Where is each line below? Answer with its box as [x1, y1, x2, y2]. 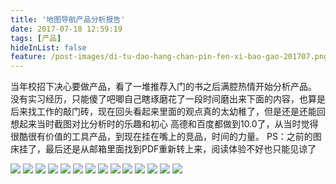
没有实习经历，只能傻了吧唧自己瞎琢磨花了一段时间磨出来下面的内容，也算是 [10, 93, 326, 105]
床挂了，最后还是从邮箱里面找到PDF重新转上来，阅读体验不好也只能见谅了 [10, 143, 317, 155]
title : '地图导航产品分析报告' [10, 14, 126, 25]
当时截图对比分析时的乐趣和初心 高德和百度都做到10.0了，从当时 [36, 118, 302, 130]
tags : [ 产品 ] [10, 33, 62, 43]
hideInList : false [10, 42, 87, 53]
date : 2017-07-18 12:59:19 [10, 24, 123, 34]
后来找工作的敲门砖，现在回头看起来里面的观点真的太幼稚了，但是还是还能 [10, 106, 317, 118]
